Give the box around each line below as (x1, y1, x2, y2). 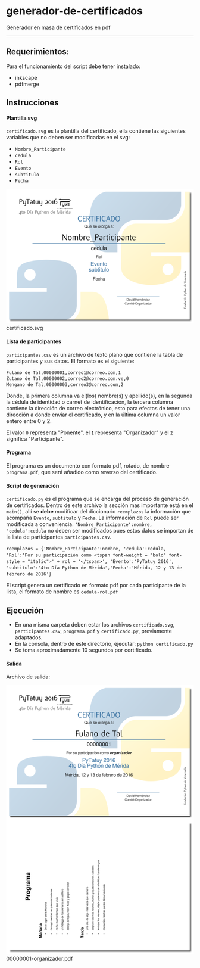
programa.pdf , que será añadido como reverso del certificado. (6, 469, 158, 476)
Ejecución (6, 605, 44, 615)
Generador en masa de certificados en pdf (6, 24, 111, 31)
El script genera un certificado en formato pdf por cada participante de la (6, 582, 186, 589)
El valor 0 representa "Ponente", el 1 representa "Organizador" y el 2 (6, 429, 173, 436)
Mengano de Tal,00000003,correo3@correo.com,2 (6, 381, 124, 388)
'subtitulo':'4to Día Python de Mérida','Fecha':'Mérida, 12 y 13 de (6, 565, 183, 571)
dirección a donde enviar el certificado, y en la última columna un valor (6, 411, 180, 418)
